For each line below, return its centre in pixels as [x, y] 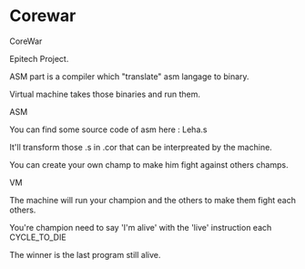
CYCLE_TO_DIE [38, 237]
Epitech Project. [39, 58]
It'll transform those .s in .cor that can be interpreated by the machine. [141, 147]
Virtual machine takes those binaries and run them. [105, 94]
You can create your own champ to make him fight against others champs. [149, 164]
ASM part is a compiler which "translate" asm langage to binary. [129, 76]
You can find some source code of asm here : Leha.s [108, 129]
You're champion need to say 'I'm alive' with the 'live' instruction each [141, 227]
